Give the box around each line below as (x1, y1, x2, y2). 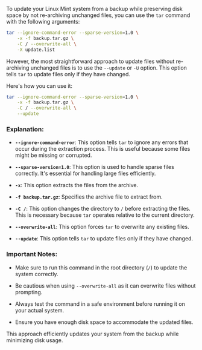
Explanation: (6, 125, 44, 133)
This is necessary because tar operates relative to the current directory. (14, 211, 195, 219)
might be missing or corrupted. (14, 151, 92, 159)
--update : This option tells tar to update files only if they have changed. (14, 235, 194, 242)
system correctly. (14, 270, 58, 277)
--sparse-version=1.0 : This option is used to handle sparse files (14, 163, 175, 171)
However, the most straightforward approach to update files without (6, 58, 175, 65)
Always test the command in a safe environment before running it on (14, 300, 186, 308)
